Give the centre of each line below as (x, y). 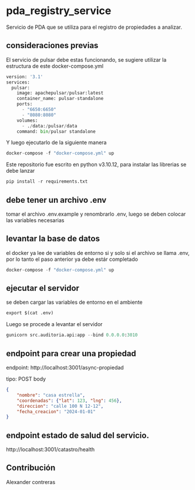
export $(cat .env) (30, 313)
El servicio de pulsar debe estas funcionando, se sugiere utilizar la (86, 59)
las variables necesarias (35, 220)
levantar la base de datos (53, 239)
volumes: (27, 120)
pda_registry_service (59, 11)
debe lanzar (21, 171)
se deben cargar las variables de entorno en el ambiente (74, 302)
